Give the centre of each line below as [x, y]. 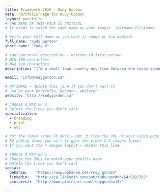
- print [17, 123]
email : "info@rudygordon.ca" [35, 78]
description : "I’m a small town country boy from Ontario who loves [77, 69]
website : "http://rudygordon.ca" [39, 96]
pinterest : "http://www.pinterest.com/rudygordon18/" [67, 182]
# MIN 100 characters [27, 60]
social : [13, 168]
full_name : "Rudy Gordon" [31, 42]
